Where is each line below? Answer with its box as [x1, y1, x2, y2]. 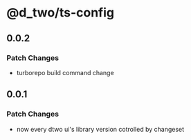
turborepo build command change [16, 68, 115, 77]
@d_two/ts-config [6, 5, 115, 21]
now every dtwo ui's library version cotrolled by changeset [16, 125, 185, 133]
